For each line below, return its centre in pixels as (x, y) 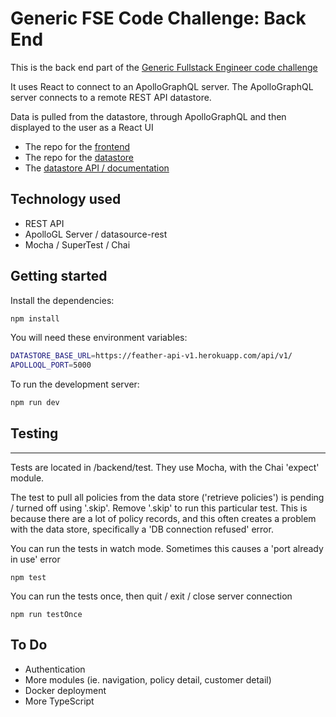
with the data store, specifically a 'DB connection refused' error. (142, 529)
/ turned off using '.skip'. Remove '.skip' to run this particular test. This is (159, 508)
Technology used (66, 199)
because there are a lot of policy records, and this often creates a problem (163, 518)
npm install (35, 318)
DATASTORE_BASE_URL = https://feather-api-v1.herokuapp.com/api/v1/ (151, 356)
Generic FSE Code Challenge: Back (158, 18)
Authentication (55, 669)
